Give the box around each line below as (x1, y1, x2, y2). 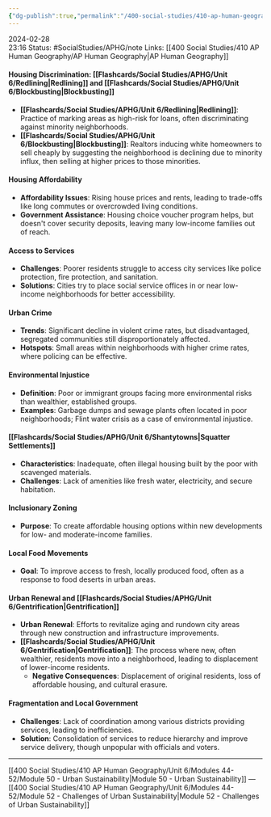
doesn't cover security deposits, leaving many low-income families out (19, 219, 256, 229)
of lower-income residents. (19, 663, 110, 672)
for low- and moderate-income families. (19, 530, 153, 540)
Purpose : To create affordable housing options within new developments (19, 521, 263, 531)
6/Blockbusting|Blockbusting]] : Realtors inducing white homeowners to (19, 139, 262, 149)
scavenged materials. (19, 467, 92, 477)
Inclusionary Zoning (8, 503, 78, 513)
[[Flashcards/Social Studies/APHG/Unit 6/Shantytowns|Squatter (8, 432, 231, 442)
